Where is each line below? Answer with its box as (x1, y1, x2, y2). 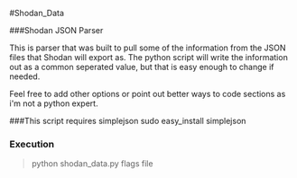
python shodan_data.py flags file (31, 158, 153, 169)
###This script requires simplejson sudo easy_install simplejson (9, 116, 246, 126)
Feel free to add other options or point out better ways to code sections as (9, 89, 286, 99)
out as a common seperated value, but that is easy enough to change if (9, 62, 274, 72)
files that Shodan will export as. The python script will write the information (9, 52, 289, 62)
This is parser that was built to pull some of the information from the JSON (9, 42, 286, 53)
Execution (9, 138, 55, 150)
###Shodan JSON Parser (9, 25, 104, 35)
